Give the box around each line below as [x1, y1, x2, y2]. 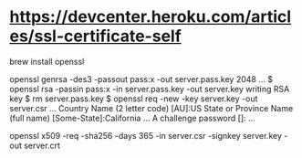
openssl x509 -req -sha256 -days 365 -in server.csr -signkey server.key [9, 130, 283, 141]
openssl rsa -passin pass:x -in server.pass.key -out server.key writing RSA [9, 83, 290, 94]
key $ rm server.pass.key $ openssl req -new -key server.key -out [9, 93, 258, 104]
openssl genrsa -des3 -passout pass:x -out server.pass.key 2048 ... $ [9, 73, 274, 84]
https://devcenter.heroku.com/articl [9, 6, 292, 27]
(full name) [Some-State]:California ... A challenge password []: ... [9, 112, 255, 123]
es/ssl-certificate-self [9, 26, 182, 47]
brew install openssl [9, 56, 85, 67]
